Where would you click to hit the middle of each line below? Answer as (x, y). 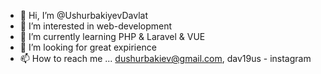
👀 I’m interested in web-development (96, 26)
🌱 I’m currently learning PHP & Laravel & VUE (112, 36)
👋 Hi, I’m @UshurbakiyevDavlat (83, 15)
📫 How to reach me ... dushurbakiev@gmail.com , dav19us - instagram (165, 58)
